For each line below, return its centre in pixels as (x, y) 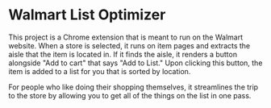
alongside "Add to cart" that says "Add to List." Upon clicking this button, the (135, 63)
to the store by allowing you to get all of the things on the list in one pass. (130, 95)
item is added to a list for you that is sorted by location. (100, 71)
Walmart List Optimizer (87, 15)
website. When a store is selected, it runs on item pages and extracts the (129, 45)
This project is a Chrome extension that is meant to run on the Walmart (126, 37)
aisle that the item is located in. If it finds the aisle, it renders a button (123, 54)
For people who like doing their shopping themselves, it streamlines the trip (133, 87)
